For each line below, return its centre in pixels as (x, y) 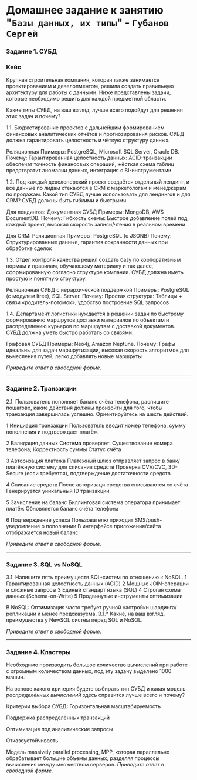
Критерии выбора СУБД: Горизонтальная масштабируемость (84, 706)
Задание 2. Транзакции (42, 389)
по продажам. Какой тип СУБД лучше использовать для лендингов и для (98, 194)
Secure (15, 473)
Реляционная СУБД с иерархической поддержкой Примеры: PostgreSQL (98, 290)
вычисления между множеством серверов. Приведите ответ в (85, 765)
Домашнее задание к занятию (85, 10)
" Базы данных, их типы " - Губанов (88, 23)
